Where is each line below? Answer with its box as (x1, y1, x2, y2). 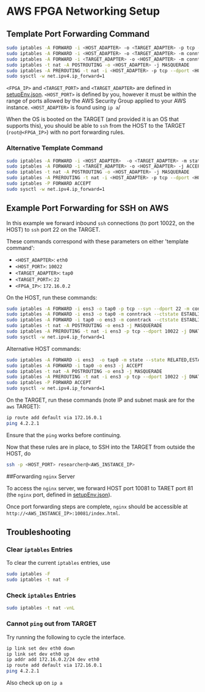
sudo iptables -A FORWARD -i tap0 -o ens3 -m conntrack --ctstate (6, 317, 179, 323)
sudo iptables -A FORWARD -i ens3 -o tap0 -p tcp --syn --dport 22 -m (6, 306, 190, 312)
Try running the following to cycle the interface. (6, 633, 126, 641)
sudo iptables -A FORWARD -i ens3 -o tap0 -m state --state (6, 356, 165, 363)
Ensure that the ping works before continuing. (6, 431, 121, 438)
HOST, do (6, 449, 31, 457)
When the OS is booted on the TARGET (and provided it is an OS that (6, 116, 179, 123)
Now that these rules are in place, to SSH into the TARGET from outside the (6, 443, 195, 451)
